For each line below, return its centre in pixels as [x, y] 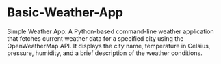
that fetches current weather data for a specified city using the [95, 38]
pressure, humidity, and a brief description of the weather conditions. [105, 53]
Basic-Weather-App [65, 13]
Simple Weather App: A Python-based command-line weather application [110, 31]
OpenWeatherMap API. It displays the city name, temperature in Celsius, [109, 46]
